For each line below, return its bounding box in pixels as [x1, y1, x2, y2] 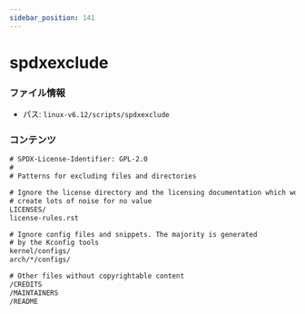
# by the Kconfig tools [9, 238, 100, 248]
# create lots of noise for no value [9, 196, 152, 205]
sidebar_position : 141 [9, 13, 95, 23]
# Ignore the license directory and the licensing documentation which [9, 188, 286, 198]
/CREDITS [9, 280, 43, 289]
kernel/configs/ [9, 247, 71, 256]
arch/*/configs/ [9, 255, 71, 264]
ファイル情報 [9, 86, 66, 99]
